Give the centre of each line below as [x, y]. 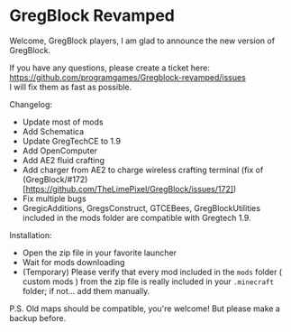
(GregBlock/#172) [55, 179]
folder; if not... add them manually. [86, 290]
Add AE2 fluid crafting [64, 160]
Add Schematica [53, 131]
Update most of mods [63, 122]
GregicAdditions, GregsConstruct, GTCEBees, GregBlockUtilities [141, 207]
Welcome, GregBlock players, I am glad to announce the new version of [142, 41]
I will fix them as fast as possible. [71, 87]
